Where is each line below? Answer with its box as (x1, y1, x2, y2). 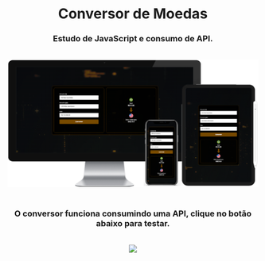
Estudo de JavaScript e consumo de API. (53, 33, 213, 44)
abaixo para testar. (95, 217, 170, 228)
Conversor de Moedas (57, 5, 208, 23)
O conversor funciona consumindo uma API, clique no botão (14, 208, 252, 219)
